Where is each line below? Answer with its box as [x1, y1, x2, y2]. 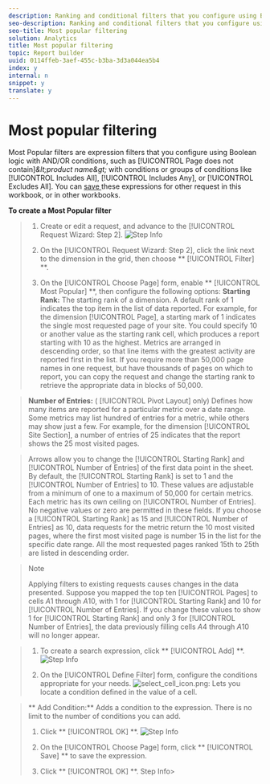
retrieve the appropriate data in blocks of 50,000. [39, 381, 203, 390]
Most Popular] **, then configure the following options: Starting [39, 287, 251, 296]
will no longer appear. [27, 631, 100, 640]
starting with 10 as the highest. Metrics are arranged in [39, 338, 221, 348]
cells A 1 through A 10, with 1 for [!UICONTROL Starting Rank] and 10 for [27, 596, 261, 606]
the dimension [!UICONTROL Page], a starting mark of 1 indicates [39, 312, 256, 322]
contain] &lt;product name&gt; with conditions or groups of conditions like [8, 165, 252, 174]
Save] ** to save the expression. [39, 751, 147, 761]
